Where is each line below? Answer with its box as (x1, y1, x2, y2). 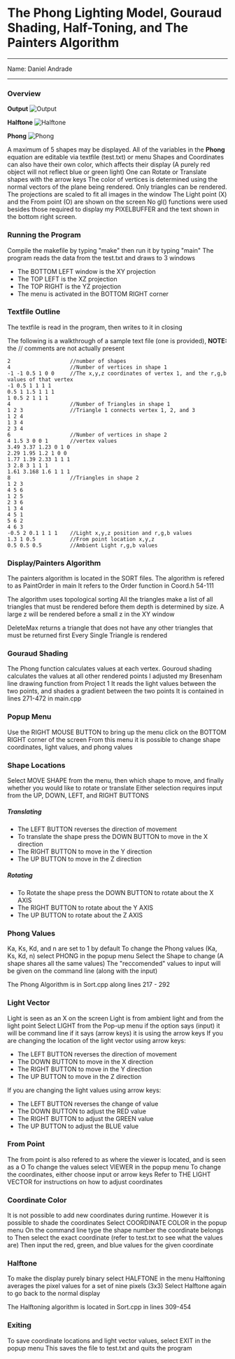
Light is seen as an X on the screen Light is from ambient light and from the (7, 1014, 224, 1022)
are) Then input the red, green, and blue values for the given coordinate (7, 1241, 214, 1249)
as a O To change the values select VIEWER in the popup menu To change (7, 1162, 222, 1171)
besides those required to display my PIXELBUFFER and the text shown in (7, 205, 220, 213)
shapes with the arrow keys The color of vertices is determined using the (7, 175, 218, 184)
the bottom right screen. (7, 213, 77, 221)
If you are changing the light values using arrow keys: (7, 1086, 162, 1094)
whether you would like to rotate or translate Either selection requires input (7, 784, 222, 793)
